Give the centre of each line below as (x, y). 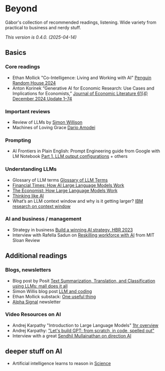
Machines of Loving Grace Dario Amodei (54, 127)
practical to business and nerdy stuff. (43, 27)
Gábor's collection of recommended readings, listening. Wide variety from (81, 22)
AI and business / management (43, 219)
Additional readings (36, 256)
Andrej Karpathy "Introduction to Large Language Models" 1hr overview (85, 325)
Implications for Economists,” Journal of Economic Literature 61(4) (80, 93)
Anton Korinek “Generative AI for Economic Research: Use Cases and (83, 88)
